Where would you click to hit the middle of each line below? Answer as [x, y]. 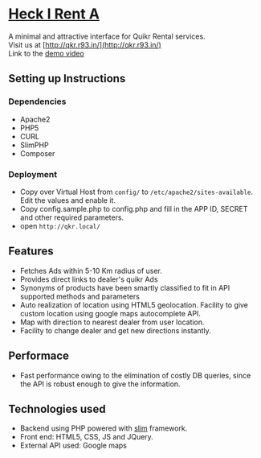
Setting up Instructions [67, 78]
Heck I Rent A [54, 14]
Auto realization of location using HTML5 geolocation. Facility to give [134, 305]
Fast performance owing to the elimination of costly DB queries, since [135, 375]
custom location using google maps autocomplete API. [110, 313]
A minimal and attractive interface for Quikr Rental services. [107, 36]
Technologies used [57, 408]
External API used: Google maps [73, 446]
